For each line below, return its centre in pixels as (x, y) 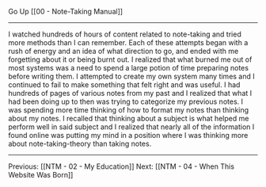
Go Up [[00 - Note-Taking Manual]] (66, 11)
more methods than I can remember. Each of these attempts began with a (128, 42)
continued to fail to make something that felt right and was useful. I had (124, 85)
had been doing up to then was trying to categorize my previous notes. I (126, 101)
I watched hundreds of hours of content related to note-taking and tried (125, 34)
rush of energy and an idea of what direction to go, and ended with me (123, 51)
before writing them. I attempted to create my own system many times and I (131, 76)
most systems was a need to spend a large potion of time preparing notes (129, 68)
